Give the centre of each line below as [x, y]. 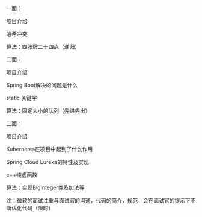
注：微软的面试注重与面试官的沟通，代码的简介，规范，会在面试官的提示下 [98, 200]
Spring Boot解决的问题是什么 [42, 85]
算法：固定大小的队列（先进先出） [48, 111]
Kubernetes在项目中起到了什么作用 [50, 149]
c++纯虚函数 [22, 175]
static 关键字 [22, 98]
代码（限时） [38, 208]
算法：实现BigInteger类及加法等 [45, 187]
